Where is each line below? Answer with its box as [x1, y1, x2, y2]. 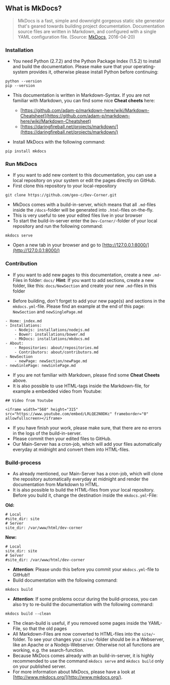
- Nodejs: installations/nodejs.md [14, 327, 90, 332]
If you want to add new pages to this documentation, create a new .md [12, 272, 159, 278]
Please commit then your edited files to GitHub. [12, 435, 112, 442]
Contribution [5, 260, 38, 267]
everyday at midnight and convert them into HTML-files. [12, 446, 130, 452]
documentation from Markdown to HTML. [12, 481, 100, 488]
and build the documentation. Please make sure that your [12, 64, 132, 70]
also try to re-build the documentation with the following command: [12, 602, 154, 607]
